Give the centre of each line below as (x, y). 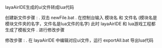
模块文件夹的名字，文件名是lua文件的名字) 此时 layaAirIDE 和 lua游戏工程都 (80, 24)
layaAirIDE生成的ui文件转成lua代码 (40, 7)
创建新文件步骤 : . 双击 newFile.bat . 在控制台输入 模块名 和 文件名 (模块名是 (81, 18)
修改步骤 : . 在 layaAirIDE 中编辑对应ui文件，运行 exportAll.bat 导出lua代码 (79, 40)
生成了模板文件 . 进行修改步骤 (35, 30)
